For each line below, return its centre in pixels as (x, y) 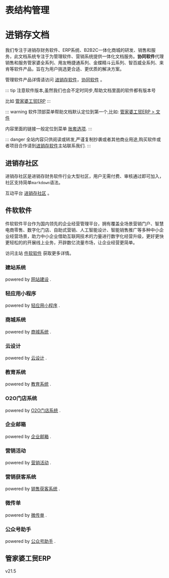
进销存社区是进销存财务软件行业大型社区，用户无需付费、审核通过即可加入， (84, 176)
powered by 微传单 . (26, 515)
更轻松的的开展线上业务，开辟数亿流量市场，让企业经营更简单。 (71, 242)
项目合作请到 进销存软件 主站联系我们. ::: (50, 146)
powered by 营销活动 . (28, 463)
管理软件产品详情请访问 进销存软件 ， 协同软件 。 (55, 80)
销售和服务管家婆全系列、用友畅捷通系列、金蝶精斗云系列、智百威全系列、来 (84, 63)
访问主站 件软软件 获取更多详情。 (39, 253)
